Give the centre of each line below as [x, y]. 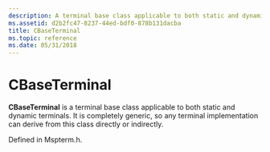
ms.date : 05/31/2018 [43, 46]
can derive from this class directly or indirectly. [86, 124]
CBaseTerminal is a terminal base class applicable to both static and [122, 107]
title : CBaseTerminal [45, 30]
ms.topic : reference [43, 38]
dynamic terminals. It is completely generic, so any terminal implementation [133, 116]
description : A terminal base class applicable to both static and [124, 16]
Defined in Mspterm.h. [45, 140]
